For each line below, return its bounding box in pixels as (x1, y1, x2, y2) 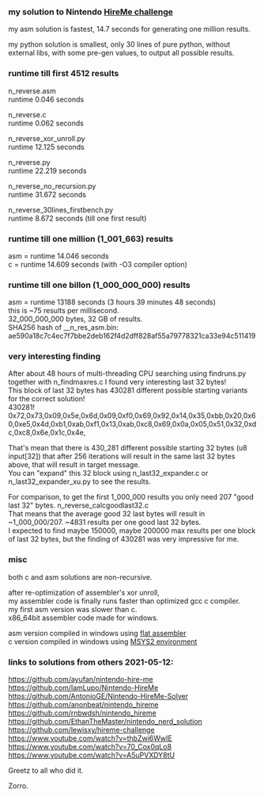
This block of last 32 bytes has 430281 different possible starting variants (8, 385, 248, 395)
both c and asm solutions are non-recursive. (8, 572, 153, 581)
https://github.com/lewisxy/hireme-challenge (8, 725, 156, 735)
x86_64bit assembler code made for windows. (8, 613, 159, 623)
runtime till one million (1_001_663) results (8, 233, 174, 244)
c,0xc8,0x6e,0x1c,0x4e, (8, 427, 86, 438)
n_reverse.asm (8, 86, 57, 95)
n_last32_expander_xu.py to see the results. (8, 477, 152, 486)
